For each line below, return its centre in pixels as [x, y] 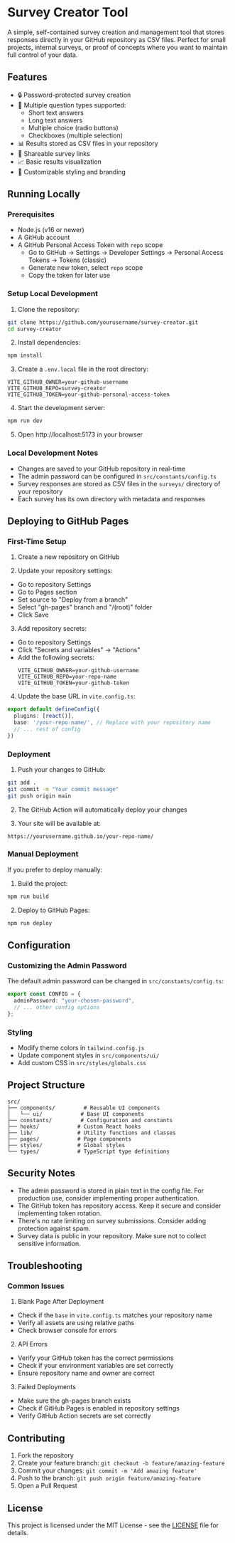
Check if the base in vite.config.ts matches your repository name [115, 1315]
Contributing [36, 1438]
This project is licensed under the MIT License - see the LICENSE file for [113, 1525]
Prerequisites [31, 214]
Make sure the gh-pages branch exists [74, 1401]
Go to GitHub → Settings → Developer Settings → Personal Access [126, 253]
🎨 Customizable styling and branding [72, 172]
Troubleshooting [45, 1266]
